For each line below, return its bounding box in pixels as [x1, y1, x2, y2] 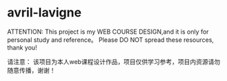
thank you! [7, 43, 37, 51]
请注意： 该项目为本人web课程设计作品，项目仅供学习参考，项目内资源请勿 [7, 57, 221, 66]
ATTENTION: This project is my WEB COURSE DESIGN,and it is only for [7, 27, 209, 36]
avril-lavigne [7, 5, 81, 21]
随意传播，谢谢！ [7, 66, 56, 74]
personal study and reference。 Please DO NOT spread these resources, [7, 36, 214, 44]
